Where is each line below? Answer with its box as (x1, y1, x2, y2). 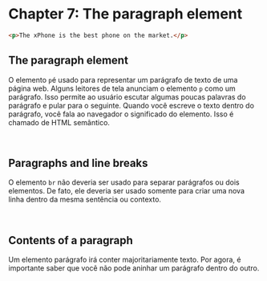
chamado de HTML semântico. (8, 117, 111, 127)
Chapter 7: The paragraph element (8, 5, 243, 23)
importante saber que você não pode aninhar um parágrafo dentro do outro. (8, 263, 260, 273)
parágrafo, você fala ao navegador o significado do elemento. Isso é (8, 109, 234, 119)
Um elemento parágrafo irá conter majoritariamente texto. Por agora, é (8, 255, 241, 265)
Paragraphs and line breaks (8, 157, 148, 170)
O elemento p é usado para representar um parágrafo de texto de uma (8, 75, 238, 84)
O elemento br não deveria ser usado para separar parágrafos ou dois (8, 177, 240, 187)
